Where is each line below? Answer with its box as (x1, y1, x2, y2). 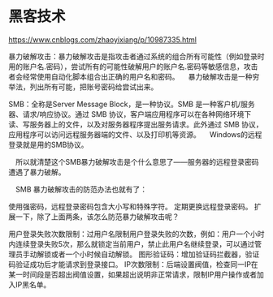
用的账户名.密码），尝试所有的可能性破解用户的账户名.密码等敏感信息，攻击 (8, 62, 258, 71)
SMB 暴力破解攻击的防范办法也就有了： (15, 184, 148, 194)
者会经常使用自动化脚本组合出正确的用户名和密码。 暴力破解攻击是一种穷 (8, 71, 260, 81)
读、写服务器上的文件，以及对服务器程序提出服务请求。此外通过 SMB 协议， (8, 119, 263, 129)
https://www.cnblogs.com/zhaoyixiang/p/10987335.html (8, 34, 197, 45)
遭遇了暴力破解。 (8, 167, 66, 177)
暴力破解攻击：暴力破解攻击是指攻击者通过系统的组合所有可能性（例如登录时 (8, 51, 265, 61)
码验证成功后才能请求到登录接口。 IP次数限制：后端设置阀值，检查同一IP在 (8, 259, 258, 269)
